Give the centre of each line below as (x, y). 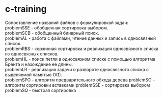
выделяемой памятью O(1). (34, 74)
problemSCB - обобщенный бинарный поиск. (52, 33)
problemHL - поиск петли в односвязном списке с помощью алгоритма (80, 59)
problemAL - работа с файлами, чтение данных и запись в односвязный (81, 38)
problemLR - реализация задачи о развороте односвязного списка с (77, 69)
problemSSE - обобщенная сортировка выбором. (57, 27)
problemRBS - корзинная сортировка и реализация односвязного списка (82, 49)
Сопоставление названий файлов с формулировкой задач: (67, 23)
